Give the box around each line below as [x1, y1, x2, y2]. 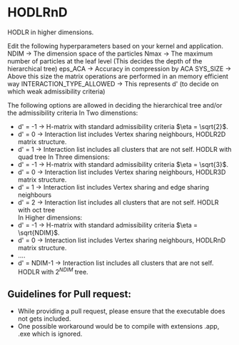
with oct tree [17, 205, 56, 214]
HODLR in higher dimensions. [7, 28, 94, 36]
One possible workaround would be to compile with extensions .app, [17, 322, 220, 331]
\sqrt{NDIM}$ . [17, 228, 60, 237]
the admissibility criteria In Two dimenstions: [7, 108, 138, 117]
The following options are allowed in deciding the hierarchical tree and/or [7, 101, 223, 109]
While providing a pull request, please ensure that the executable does [17, 307, 225, 316]
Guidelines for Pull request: [7, 288, 132, 300]
